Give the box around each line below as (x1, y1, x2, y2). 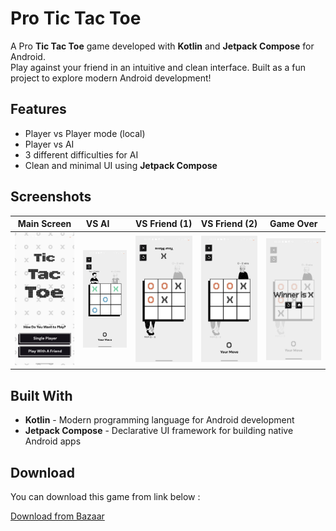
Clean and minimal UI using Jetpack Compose (24, 159, 218, 171)
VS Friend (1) (134, 218, 193, 230)
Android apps (24, 435, 82, 447)
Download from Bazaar (10, 510, 105, 522)
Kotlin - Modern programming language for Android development (24, 414, 295, 426)
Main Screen (17, 218, 72, 230)
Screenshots (10, 188, 92, 206)
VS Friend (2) (200, 218, 258, 230)
